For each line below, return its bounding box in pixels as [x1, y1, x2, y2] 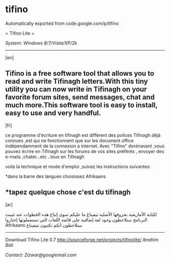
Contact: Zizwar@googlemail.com [5, 252, 77, 258]
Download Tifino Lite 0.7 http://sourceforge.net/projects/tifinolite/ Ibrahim [5, 237, 159, 243]
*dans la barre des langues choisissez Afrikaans [5, 173, 106, 179]
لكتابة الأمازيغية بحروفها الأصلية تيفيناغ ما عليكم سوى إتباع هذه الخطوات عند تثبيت [5, 211, 157, 217]
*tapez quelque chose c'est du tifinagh [5, 188, 131, 197]
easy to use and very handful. [5, 109, 101, 118]
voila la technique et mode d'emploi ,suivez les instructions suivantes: [5, 163, 151, 169]
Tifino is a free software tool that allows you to [5, 69, 154, 78]
